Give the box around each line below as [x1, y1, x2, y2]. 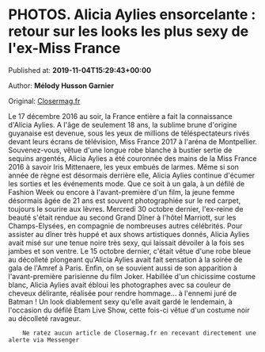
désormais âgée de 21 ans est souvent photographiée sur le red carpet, [8, 196, 241, 205]
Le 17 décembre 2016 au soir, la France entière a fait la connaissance [8, 111, 233, 121]
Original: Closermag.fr [8, 96, 81, 105]
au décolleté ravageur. [8, 313, 81, 323]
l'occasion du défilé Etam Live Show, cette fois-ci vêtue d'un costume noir [8, 305, 250, 315]
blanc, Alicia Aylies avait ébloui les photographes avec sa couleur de [8, 280, 231, 289]
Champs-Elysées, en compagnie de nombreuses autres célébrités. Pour [8, 220, 243, 231]
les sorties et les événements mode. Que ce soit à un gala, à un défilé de [8, 178, 245, 188]
